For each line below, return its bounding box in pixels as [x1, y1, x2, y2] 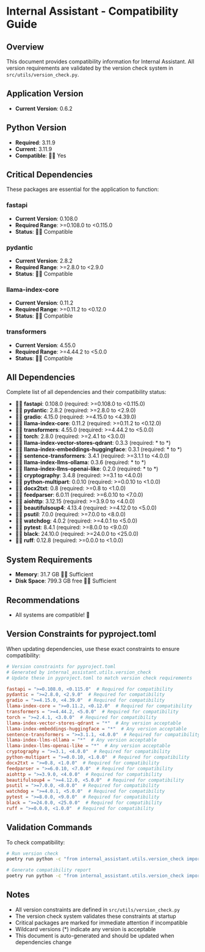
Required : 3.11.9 [15, 139, 56, 146]
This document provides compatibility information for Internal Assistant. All [6, 58, 195, 65]
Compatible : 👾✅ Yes [15, 152, 67, 159]
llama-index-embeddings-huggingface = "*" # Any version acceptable [6, 726, 187, 732]
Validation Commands [6, 822, 93, 833]
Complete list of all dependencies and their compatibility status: [6, 389, 167, 396]
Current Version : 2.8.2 [15, 257, 73, 264]
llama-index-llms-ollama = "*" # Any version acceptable [6, 737, 157, 743]
